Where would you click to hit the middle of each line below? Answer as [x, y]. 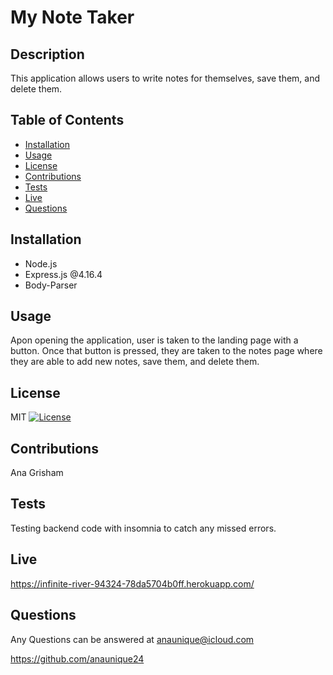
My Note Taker [72, 17]
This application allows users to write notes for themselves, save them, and [165, 78]
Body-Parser [51, 285]
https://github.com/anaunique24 [77, 658]
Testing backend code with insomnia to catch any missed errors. [143, 528]
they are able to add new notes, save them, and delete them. [135, 362]
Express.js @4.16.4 [63, 274]
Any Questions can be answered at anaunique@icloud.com [132, 639]
